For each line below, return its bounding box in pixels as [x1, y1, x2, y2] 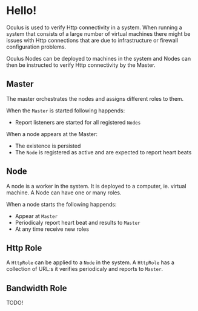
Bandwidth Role [6, 283, 67, 293]
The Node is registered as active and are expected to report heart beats [15, 148, 192, 155]
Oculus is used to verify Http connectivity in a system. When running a [6, 24, 183, 31]
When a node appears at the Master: [6, 130, 98, 137]
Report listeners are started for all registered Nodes [15, 118, 141, 126]
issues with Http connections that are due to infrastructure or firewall [6, 36, 179, 44]
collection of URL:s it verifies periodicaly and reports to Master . [6, 265, 163, 273]
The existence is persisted [15, 142, 81, 149]
